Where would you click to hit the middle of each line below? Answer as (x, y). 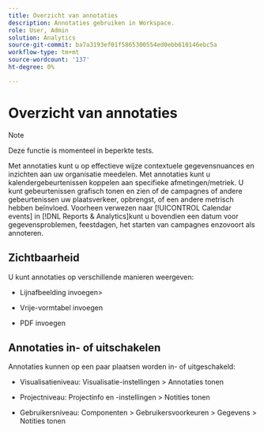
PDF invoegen (42, 323)
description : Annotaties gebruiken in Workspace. (92, 23)
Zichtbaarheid (44, 258)
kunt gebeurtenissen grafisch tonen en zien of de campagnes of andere (125, 191)
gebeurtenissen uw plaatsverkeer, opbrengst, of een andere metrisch (121, 199)
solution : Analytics (42, 38)
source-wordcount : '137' (49, 60)
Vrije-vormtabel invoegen (61, 307)
